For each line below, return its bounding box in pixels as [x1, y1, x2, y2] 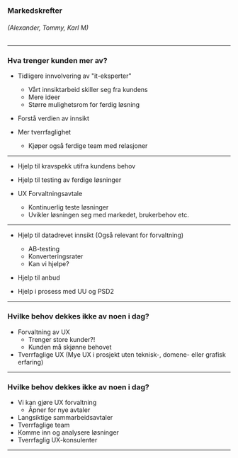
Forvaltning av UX [17, 328, 71, 336]
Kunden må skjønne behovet [28, 343, 112, 351]
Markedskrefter [7, 6, 62, 16]
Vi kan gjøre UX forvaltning [17, 399, 97, 407]
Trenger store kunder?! [28, 335, 96, 343]
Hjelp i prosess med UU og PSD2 [17, 287, 115, 296]
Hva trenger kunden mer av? [7, 56, 108, 66]
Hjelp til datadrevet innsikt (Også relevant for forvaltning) [17, 231, 184, 239]
